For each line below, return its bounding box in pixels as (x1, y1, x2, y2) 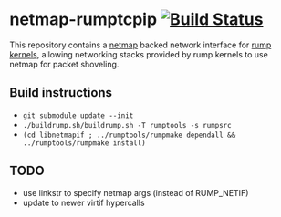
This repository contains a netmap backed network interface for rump (9, 39, 272, 50)
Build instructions (9, 85, 112, 100)
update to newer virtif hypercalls (22, 197, 145, 208)
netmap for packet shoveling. (9, 58, 120, 69)
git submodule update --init (22, 110, 134, 120)
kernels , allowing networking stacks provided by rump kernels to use (9, 48, 269, 59)
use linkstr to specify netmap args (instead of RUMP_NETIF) (22, 187, 249, 198)
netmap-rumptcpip (9, 9, 158, 30)
